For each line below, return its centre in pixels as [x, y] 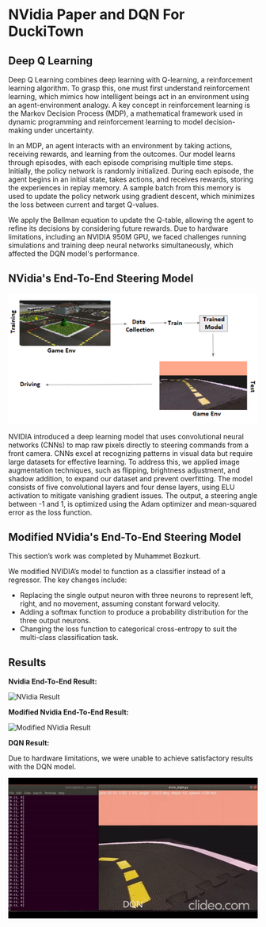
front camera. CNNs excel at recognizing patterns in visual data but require [131, 453]
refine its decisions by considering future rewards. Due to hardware [118, 228]
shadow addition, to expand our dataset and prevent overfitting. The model [131, 478]
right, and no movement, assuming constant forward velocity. [120, 603]
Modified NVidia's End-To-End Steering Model [125, 537]
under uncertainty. [64, 130]
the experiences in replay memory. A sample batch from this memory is [125, 188]
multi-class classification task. [69, 638]
